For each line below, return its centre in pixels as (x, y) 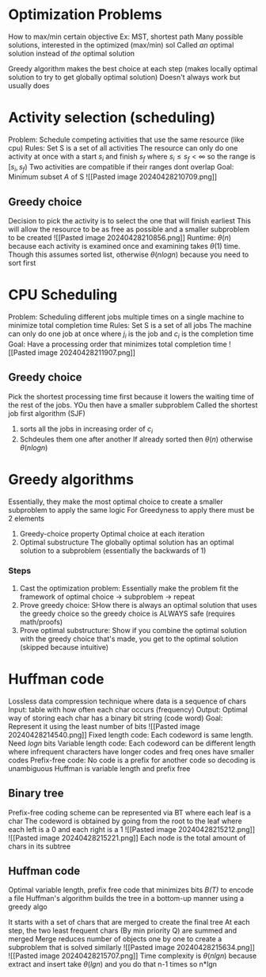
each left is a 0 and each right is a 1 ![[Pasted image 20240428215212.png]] (132, 829)
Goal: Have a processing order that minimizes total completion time (118, 344)
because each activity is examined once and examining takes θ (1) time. (124, 246)
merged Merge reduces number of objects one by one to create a (115, 939)
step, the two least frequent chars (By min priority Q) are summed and (123, 931)
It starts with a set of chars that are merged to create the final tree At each (129, 922)
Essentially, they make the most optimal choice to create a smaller (116, 502)
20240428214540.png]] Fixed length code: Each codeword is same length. (131, 735)
